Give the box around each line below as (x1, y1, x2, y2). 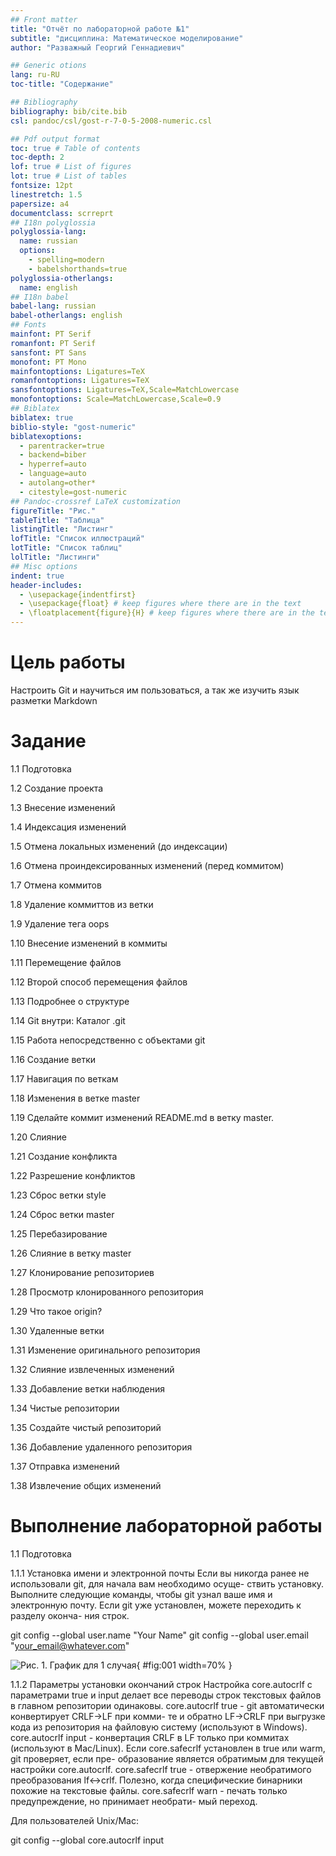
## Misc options (10, 561, 78, 571)
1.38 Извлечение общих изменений (10, 1479, 162, 1491)
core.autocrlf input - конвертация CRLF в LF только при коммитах (10, 1731, 290, 1743)
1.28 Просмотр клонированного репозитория (10, 1286, 204, 1298)
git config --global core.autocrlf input (10, 1834, 165, 1846)
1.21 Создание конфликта (10, 1150, 118, 1162)
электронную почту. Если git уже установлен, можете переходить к (10, 1599, 302, 1611)
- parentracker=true (19, 441, 105, 451)
